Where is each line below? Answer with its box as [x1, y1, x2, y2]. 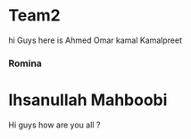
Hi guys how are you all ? [8, 119, 101, 130]
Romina [8, 57, 42, 69]
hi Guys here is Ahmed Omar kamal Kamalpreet [8, 35, 183, 45]
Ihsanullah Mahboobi [8, 90, 168, 110]
